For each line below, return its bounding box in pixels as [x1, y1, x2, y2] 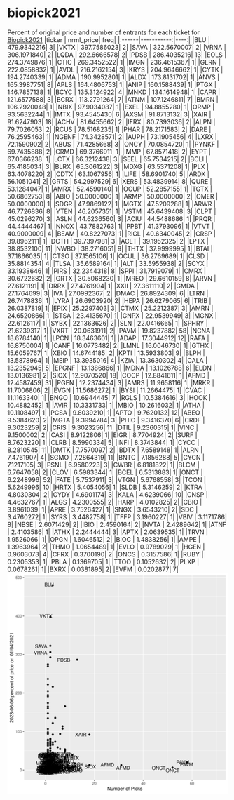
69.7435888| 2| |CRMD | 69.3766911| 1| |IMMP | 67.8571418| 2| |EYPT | [7, 147, 212, 156]
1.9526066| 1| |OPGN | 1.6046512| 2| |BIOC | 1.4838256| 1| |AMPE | [7, 535, 201, 543]
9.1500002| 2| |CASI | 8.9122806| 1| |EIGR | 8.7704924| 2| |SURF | [7, 430, 198, 439]
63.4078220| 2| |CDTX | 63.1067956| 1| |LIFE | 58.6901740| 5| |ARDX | [7, 170, 210, 178]
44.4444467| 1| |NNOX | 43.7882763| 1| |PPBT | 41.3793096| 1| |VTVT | [7, 222, 214, 230]
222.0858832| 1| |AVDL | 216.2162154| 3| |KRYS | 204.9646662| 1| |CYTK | [7, 65, 223, 74]
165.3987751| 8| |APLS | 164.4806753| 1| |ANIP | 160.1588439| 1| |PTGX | [7, 80, 217, 88]
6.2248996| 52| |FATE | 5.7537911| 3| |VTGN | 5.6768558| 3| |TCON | [7, 475, 207, 484]
